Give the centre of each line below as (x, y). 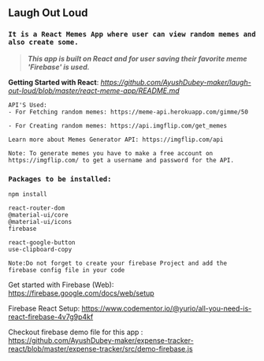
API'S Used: (28, 105)
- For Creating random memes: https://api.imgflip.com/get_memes (117, 125)
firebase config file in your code (67, 270)
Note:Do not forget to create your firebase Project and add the (117, 263)
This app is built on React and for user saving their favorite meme (137, 58)
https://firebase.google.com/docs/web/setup (82, 293)
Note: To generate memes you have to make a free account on (111, 153)
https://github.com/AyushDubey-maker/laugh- (176, 82)
